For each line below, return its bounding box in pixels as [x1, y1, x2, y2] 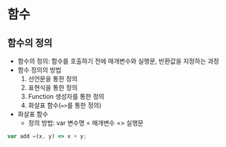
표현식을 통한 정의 [28, 83, 78, 92]
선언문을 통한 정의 [28, 75, 78, 83]
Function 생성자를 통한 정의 [28, 93, 105, 100]
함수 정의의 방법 [17, 66, 61, 74]
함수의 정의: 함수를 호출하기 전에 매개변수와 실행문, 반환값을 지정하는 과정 [17, 57, 220, 65]
